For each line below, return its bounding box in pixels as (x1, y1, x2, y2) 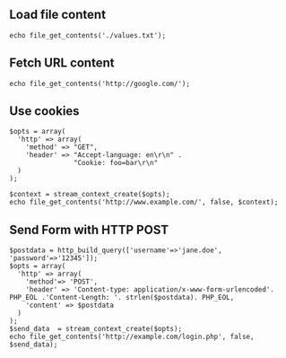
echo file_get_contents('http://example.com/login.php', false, (9, 332, 255, 342)
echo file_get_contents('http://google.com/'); (9, 79, 191, 88)
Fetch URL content (9, 56, 115, 71)
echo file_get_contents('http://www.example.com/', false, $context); (9, 197, 279, 207)
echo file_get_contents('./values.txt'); (9, 31, 167, 39)
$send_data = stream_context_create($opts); (9, 325, 182, 334)
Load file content (9, 7, 106, 22)
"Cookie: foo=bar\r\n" (73, 159, 159, 168)
